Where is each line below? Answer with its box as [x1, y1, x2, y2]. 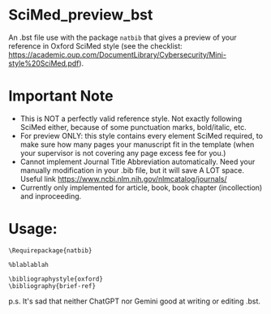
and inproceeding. [19, 191, 82, 200]
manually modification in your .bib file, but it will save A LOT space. [19, 165, 245, 175]
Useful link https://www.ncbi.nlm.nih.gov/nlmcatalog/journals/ [19, 174, 227, 183]
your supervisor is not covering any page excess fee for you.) [19, 148, 226, 157]
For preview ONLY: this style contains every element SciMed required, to [19, 131, 264, 140]
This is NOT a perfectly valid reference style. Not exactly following [19, 114, 242, 123]
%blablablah [8, 260, 49, 269]
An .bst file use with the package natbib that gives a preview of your [8, 32, 237, 42]
